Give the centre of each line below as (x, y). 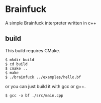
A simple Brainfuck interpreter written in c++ (51, 23)
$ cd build (16, 64)
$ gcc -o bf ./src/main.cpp (34, 96)
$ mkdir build (20, 60)
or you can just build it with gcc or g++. (46, 86)
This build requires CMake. (33, 50)
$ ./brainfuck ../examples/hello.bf (43, 77)
